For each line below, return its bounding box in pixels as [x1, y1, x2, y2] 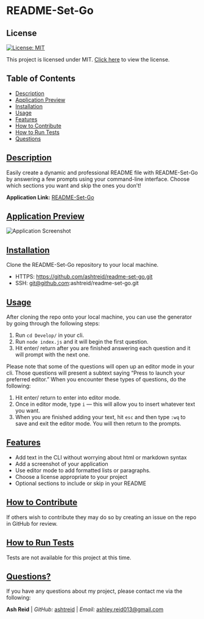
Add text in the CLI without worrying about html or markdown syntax [15, 453, 187, 461]
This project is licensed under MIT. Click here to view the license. [6, 56, 170, 63]
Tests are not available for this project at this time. [6, 554, 132, 561]
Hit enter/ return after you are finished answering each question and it [15, 345, 191, 352]
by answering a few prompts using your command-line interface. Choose [6, 175, 190, 183]
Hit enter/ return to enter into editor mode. [15, 394, 121, 401]
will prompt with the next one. [15, 351, 90, 358]
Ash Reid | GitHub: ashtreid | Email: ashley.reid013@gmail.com [6, 606, 164, 613]
